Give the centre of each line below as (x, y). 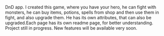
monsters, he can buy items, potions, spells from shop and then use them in (82, 12)
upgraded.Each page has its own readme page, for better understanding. (79, 23)
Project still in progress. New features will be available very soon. (71, 28)
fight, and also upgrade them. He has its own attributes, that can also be (78, 18)
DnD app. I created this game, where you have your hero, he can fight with (81, 7)
